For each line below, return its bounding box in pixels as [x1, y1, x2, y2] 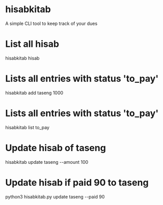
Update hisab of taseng [5, 142, 106, 154]
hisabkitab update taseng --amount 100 [5, 159, 89, 165]
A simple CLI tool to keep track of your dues [5, 20, 98, 26]
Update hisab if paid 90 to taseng [5, 177, 149, 188]
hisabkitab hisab [5, 55, 40, 61]
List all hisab [5, 38, 60, 50]
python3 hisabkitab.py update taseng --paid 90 [5, 193, 105, 199]
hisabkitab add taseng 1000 [5, 90, 64, 96]
